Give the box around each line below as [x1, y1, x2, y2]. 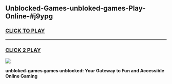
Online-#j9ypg [5, 12, 53, 21]
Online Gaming [5, 73, 38, 79]
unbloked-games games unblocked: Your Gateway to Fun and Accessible [5, 67, 165, 73]
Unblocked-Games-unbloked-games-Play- [5, 4, 146, 13]
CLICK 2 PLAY [5, 46, 41, 53]
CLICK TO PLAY [5, 27, 45, 35]
